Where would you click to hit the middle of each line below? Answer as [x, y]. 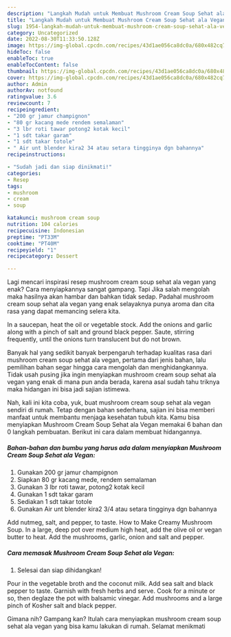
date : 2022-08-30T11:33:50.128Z [53, 39]
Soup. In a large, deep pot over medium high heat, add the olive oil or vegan [114, 530]
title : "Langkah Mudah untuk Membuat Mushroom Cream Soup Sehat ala [107, 20]
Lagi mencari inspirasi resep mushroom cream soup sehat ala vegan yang [112, 282]
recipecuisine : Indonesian [46, 231]
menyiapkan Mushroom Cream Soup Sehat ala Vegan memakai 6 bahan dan [115, 425]
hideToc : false [29, 52]
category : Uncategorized [43, 33]
